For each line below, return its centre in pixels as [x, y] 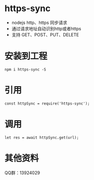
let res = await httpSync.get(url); [42, 137]
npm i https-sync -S [26, 69]
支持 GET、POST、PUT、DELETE [45, 35]
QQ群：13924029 [22, 173]
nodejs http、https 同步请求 [39, 22]
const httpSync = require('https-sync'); [47, 103]
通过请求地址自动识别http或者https [46, 28]
